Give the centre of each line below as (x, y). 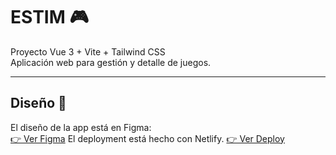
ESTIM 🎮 (49, 17)
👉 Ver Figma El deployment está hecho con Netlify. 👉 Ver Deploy (147, 138)
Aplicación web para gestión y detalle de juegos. (111, 62)
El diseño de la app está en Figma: (81, 127)
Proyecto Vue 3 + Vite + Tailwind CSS (88, 51)
